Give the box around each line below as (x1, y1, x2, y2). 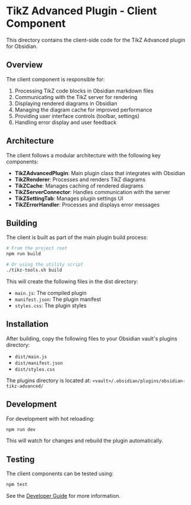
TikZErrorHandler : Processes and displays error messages (14, 201, 160, 208)
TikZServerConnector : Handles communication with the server (14, 188, 171, 195)
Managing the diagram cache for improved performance (14, 106, 152, 113)
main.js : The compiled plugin (14, 289, 87, 296)
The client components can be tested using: (6, 470, 114, 477)
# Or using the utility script (6, 262, 84, 268)
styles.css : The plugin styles (14, 301, 87, 309)
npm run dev (6, 426, 36, 433)
